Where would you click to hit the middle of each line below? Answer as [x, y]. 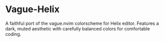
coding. [13, 34]
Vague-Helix [32, 9]
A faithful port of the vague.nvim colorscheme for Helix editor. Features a [82, 23]
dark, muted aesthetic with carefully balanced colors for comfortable [78, 28]
